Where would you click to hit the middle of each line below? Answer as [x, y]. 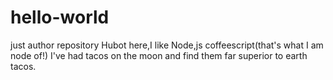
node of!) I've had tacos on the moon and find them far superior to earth [159, 55]
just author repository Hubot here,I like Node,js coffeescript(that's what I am [167, 45]
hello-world [60, 17]
